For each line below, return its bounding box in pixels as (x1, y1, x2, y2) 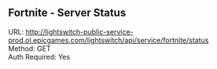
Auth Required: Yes (8, 52, 71, 61)
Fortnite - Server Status (8, 6, 127, 20)
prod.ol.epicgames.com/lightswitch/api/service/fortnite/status (8, 35, 209, 45)
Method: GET (8, 43, 51, 53)
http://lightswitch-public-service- (25, 27, 134, 36)
